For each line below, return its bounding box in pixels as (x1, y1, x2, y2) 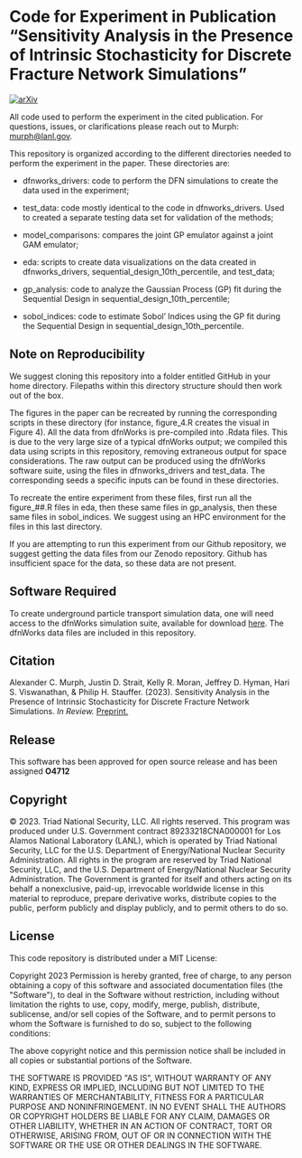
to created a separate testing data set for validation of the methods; (22, 212, 274, 222)
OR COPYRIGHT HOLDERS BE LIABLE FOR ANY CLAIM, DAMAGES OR (9, 1110, 270, 1122)
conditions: (9, 1028, 51, 1039)
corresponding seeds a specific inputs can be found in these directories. (9, 475, 279, 485)
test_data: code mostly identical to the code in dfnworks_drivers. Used (22, 202, 285, 213)
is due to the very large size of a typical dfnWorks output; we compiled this (9, 436, 288, 447)
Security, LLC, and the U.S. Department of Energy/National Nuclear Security (9, 864, 291, 874)
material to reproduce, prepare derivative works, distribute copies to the (9, 893, 277, 903)
